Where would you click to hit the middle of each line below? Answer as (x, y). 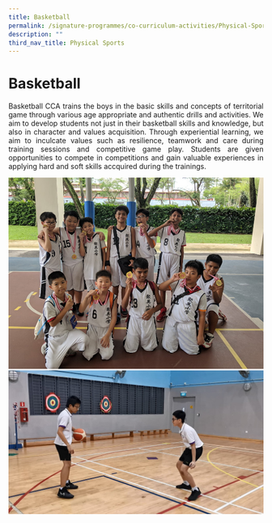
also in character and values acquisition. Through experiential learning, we (136, 132)
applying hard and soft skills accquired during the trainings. (107, 167)
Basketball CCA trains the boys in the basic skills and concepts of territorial (136, 106)
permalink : (27, 26)
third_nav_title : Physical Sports (67, 43)
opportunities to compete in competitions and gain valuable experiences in (136, 158)
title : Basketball (39, 17)
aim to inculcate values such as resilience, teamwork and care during (136, 141)
